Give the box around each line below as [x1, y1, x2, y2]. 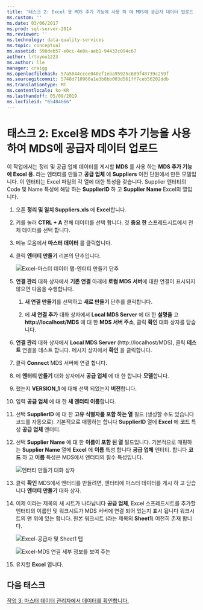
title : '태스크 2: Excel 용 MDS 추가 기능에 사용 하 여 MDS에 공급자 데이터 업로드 [7, 8, 194, 15]
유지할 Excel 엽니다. [15, 560, 64, 568]
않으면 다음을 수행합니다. [15, 285, 74, 292]
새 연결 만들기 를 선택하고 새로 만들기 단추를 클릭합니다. [24, 298, 153, 305]
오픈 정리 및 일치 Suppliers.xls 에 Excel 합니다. [15, 206, 127, 213]
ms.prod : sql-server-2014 [7, 25, 72, 32]
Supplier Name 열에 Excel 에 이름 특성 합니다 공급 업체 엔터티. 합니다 [22, 446, 187, 453]
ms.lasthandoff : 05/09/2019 [7, 93, 78, 99]
